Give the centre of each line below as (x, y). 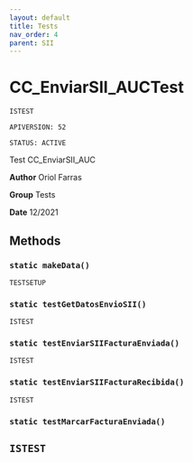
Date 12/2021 (34, 212)
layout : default (40, 18)
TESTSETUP (28, 282)
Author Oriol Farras (46, 178)
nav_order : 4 (34, 34)
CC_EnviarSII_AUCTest (97, 88)
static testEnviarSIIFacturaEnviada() (95, 343)
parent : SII (32, 43)
